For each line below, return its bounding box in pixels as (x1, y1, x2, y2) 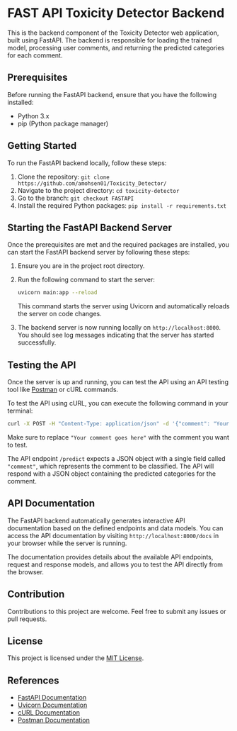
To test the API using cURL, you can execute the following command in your (7, 399, 229, 408)
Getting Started (7, 140, 77, 152)
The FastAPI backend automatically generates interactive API (7, 516, 185, 525)
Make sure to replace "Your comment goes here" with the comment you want (7, 433, 230, 441)
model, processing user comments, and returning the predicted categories (7, 43, 225, 52)
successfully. (17, 338, 57, 347)
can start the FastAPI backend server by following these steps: (7, 248, 190, 257)
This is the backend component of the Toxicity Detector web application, (7, 28, 219, 37)
